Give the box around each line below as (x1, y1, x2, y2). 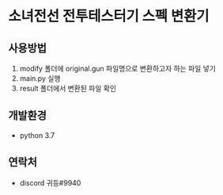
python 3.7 (19, 130, 55, 140)
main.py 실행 (19, 74, 61, 83)
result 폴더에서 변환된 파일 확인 (19, 84, 117, 93)
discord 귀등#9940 (19, 178, 81, 187)
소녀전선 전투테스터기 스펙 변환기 (8, 7, 210, 25)
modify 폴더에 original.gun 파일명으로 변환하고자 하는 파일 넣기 (19, 64, 216, 73)
